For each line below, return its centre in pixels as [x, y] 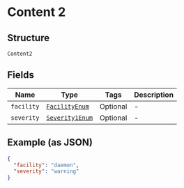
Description [154, 95]
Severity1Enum [69, 118]
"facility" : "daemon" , [46, 165]
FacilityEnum [68, 106]
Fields [21, 75]
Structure [29, 38]
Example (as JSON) [50, 142]
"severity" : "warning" [46, 171]
